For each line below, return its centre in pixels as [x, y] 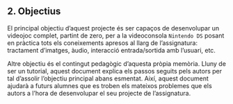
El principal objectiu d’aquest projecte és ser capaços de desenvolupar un [113, 28]
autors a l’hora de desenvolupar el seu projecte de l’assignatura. [99, 93]
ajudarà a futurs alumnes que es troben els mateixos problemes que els [110, 85]
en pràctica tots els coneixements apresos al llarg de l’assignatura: [103, 43]
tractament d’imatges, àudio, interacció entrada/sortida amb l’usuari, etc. [111, 50]
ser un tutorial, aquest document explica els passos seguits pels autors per [115, 71]
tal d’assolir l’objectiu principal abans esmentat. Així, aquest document [108, 78]
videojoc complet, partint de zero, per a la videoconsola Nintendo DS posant [116, 35]
